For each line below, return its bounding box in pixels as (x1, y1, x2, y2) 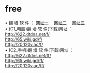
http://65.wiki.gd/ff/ (5, 58, 44, 63)
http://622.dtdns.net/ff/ (5, 52, 51, 58)
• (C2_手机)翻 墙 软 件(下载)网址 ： (5, 47, 74, 53)
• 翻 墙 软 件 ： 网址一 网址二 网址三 (5, 20, 85, 25)
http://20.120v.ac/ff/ (5, 62, 45, 68)
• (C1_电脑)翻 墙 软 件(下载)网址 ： (5, 25, 74, 32)
